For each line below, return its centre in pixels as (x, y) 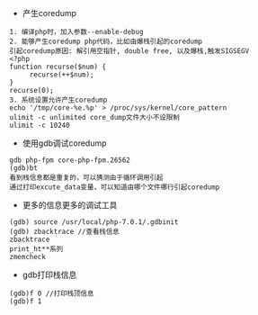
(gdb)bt (24, 168)
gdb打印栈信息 (49, 274)
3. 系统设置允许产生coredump (58, 100)
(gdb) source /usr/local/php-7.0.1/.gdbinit (94, 222)
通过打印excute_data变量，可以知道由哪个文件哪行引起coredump (115, 187)
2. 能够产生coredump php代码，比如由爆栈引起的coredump (106, 41)
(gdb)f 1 (26, 301)
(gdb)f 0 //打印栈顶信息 (52, 293)
